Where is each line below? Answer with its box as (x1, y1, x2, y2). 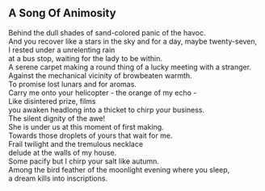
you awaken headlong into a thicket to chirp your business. (8, 105, 205, 114)
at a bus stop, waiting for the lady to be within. (8, 53, 163, 63)
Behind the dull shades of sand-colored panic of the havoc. (8, 27, 206, 37)
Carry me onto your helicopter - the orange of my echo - (8, 88, 197, 98)
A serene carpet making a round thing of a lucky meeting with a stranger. (8, 62, 252, 72)
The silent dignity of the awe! (8, 113, 106, 123)
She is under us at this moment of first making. (8, 122, 164, 131)
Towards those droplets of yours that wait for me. (8, 131, 173, 140)
